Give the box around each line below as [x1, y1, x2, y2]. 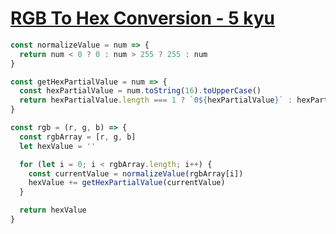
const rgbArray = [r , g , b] [19, 132, 137, 142]
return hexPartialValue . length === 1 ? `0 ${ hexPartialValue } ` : [19, 95, 293, 106]
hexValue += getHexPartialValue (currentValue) [28, 178, 226, 188]
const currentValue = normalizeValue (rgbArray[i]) [28, 168, 244, 179]
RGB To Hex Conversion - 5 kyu [10, 7, 276, 30]
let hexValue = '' [19, 141, 97, 151]
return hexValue [19, 205, 87, 216]
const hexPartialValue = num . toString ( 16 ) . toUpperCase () [19, 86, 262, 96]
